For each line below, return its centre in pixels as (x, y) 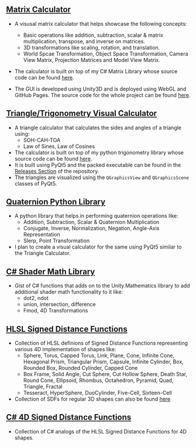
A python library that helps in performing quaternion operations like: (96, 216)
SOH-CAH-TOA (42, 140)
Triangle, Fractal (43, 387)
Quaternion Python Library (56, 202)
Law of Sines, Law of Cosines (59, 146)
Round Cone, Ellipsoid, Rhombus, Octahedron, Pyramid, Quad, (98, 380)
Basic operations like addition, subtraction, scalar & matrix (93, 35)
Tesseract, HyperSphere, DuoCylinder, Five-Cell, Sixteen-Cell (97, 393)
